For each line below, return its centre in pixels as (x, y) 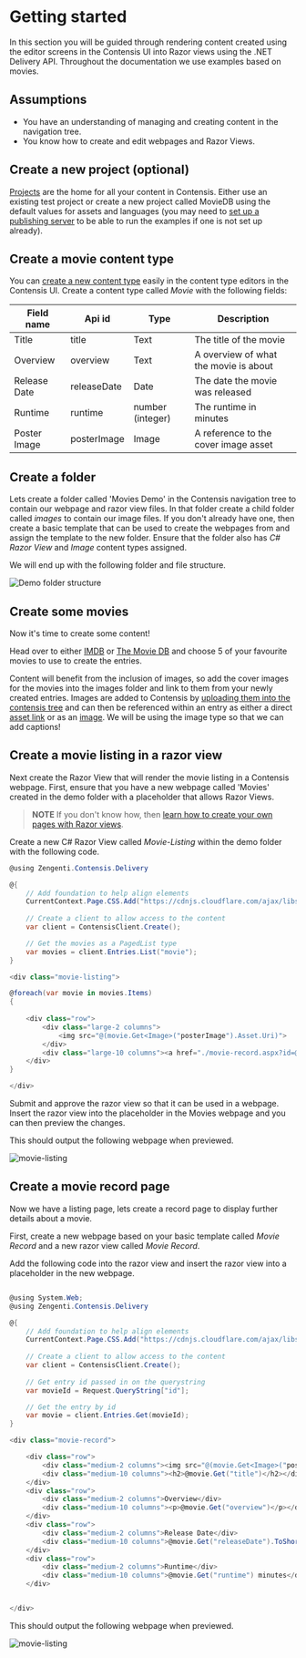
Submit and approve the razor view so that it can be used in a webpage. (144, 1104)
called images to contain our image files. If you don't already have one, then (152, 519)
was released (223, 392)
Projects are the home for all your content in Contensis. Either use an (138, 191)
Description (243, 319)
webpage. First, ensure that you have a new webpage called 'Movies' (140, 787)
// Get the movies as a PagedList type (102, 943)
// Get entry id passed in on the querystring (116, 1382)
